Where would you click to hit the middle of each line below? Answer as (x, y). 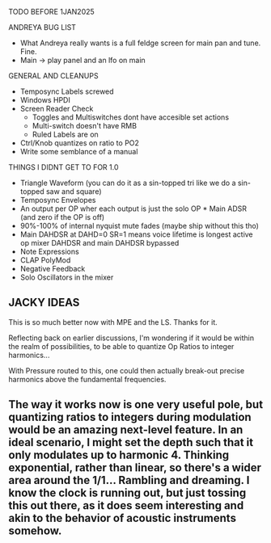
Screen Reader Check (57, 109)
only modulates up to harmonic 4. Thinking (119, 455)
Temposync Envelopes (58, 200)
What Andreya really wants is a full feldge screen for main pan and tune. (140, 43)
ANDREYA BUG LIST (42, 27)
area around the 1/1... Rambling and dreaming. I (129, 480)
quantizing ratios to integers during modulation (130, 417)
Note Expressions (49, 251)
